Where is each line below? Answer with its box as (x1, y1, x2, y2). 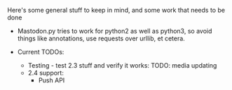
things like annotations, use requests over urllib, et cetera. (17, 34, 186, 43)
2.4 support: (27, 69, 64, 77)
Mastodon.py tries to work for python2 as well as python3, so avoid (17, 27, 212, 35)
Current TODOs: (17, 48, 64, 56)
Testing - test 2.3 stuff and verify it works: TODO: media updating (27, 61, 217, 69)
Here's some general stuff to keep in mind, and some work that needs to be (7, 6, 226, 14)
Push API (38, 76, 65, 84)
